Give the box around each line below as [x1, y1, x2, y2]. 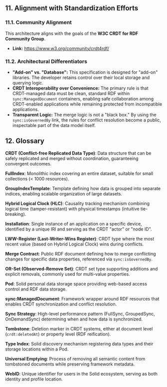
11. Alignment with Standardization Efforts [5, 4, 139, 12]
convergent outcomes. [5, 160, 52, 166]
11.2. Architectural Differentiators [5, 57, 87, 64]
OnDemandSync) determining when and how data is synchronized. [5, 316, 143, 322]
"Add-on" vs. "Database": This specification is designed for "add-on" [12, 69, 158, 75]
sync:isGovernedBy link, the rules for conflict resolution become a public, [12, 117, 161, 123]
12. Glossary [5, 137, 45, 145]
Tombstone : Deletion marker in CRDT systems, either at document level [5, 325, 153, 331]
